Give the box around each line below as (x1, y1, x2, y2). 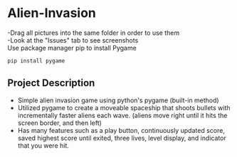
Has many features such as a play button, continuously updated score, (17, 126, 226, 134)
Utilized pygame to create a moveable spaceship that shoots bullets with (17, 103, 231, 112)
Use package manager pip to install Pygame (7, 43, 137, 52)
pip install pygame (7, 57, 65, 65)
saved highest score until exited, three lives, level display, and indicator (17, 134, 226, 142)
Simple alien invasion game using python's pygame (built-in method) (17, 96, 219, 104)
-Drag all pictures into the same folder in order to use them (7, 28, 180, 37)
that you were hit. (17, 141, 70, 150)
